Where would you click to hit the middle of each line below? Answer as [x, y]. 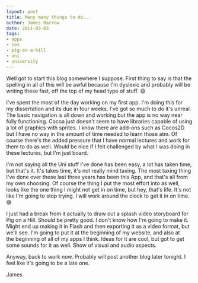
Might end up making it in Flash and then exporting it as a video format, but [98, 226]
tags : [13, 34]
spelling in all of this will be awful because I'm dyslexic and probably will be [98, 84]
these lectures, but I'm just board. [47, 152]
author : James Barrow [33, 23]
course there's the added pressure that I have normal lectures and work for [98, 140]
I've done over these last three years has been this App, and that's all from [97, 177]
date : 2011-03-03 [28, 28]
